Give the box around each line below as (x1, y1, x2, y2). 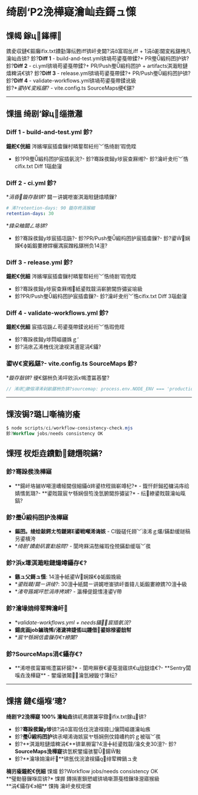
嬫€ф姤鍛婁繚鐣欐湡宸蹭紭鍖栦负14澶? (14, 242, 108, 249)
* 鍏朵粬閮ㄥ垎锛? (6, 222, 48, 229)
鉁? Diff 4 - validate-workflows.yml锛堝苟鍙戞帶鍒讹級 (6, 77, 137, 84)
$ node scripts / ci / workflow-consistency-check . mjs (6, 425, 133, 431)
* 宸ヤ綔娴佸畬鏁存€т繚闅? (14, 633, 78, 641)
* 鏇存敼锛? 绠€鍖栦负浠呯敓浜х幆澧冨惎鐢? (6, 374, 110, 381)
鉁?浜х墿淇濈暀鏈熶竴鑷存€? (6, 559, 87, 567)
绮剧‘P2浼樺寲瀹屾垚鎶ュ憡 (6, 5, 137, 19)
